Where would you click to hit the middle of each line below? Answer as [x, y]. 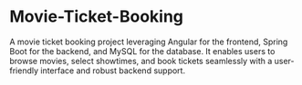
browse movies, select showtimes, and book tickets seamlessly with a [141, 61]
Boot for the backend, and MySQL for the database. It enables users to [142, 51]
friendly [24, 71]
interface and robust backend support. [113, 71]
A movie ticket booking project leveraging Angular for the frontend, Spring [149, 42]
